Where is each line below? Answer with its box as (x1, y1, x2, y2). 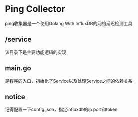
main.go (5, 64, 31, 73)
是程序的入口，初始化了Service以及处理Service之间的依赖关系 (5, 78, 133, 84)
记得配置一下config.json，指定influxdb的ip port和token (5, 106, 118, 113)
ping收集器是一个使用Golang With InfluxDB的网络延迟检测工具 (5, 20, 133, 26)
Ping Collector (5, 3, 66, 15)
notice (5, 92, 26, 101)
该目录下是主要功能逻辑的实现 (5, 49, 66, 55)
